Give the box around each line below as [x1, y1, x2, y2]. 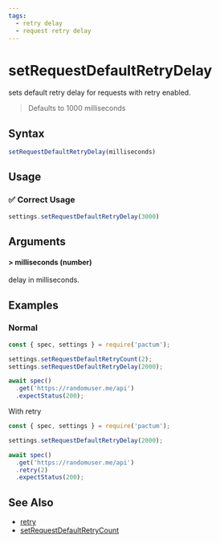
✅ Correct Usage [8, 194, 75, 206]
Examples [8, 298, 59, 312]
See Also [8, 496, 54, 509]
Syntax [8, 126, 45, 141]
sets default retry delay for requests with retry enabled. [8, 88, 191, 97]
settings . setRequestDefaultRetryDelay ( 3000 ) [8, 212, 160, 221]
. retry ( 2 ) [15, 466, 48, 474]
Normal [8, 322, 39, 333]
